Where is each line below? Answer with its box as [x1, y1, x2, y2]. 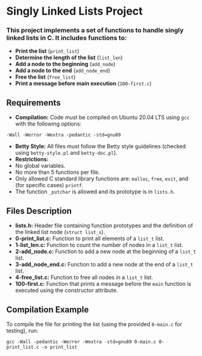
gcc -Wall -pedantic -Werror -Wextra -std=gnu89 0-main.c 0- [6, 338, 165, 345]
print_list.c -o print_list [6, 344, 78, 350]
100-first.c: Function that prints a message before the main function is [15, 280, 192, 288]
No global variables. [15, 162, 66, 169]
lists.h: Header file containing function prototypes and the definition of [15, 222, 193, 229]
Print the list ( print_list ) [15, 48, 80, 55]
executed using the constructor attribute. [15, 287, 118, 294]
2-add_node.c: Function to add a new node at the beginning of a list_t [15, 248, 197, 255]
